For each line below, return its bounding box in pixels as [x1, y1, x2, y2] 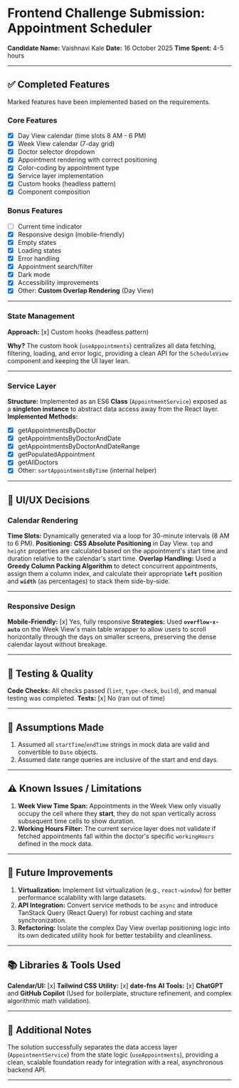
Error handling [17, 254, 60, 263]
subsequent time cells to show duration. [17, 817, 135, 825]
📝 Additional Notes [7, 1024, 92, 1036]
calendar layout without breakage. [7, 640, 108, 649]
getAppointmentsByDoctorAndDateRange [17, 442, 140, 451]
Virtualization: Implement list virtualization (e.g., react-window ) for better [17, 885, 232, 894]
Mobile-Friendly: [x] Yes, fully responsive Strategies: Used [7, 617, 183, 626]
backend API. [7, 1066, 47, 1074]
